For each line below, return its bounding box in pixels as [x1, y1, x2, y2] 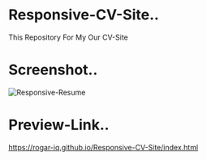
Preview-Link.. [8, 116, 110, 134]
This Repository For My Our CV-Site [8, 32, 128, 42]
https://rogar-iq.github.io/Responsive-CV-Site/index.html [8, 142, 199, 152]
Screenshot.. [8, 61, 98, 79]
